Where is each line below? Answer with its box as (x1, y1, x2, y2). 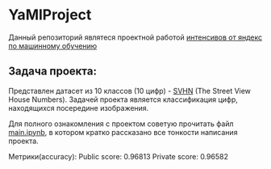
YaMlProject (8, 6, 92, 24)
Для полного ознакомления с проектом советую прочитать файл (8, 119, 234, 129)
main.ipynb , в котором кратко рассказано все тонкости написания (8, 127, 238, 137)
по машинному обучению (8, 40, 98, 50)
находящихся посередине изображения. (8, 103, 149, 112)
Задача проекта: (8, 65, 97, 78)
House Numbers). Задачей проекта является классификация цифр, (8, 95, 238, 104)
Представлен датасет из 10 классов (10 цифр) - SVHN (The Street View (8, 86, 252, 95)
